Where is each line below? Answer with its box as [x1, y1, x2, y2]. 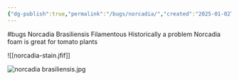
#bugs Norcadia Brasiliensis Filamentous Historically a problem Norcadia [7, 30, 221, 38]
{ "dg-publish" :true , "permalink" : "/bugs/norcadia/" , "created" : [7, 10, 196, 18]
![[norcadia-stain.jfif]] [7, 51, 71, 59]
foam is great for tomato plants [7, 37, 98, 46]
